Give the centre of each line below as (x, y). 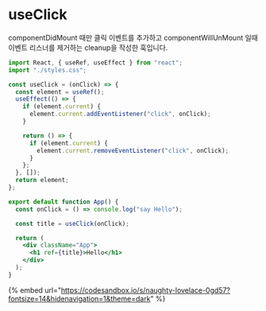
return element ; (42, 181)
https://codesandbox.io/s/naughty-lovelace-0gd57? (145, 290)
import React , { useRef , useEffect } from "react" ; (95, 62)
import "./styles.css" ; (48, 70)
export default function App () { (64, 202)
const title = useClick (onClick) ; (72, 224)
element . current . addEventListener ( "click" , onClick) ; (120, 114)
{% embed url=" (35, 290)
